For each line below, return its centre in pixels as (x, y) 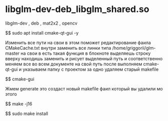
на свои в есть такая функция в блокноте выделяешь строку (86, 53)
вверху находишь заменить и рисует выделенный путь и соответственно (84, 58)
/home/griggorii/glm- (134, 48)
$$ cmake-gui (20, 79)
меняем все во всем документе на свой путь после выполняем (74, 64)
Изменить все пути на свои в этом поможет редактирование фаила (78, 42)
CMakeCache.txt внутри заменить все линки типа (58, 48)
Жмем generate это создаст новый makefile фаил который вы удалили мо (84, 88)
